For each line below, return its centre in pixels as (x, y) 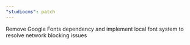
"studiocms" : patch (31, 12)
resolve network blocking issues (46, 35)
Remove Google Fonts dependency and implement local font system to (95, 29)
